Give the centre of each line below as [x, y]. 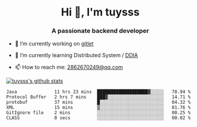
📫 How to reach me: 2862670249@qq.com [69, 67]
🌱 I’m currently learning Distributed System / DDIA [76, 55]
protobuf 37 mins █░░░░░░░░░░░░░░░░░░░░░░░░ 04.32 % [98, 103]
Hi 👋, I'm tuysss [100, 12]
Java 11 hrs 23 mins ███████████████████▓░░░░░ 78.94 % [98, 92]
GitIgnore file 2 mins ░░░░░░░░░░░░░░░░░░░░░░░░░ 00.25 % [98, 113]
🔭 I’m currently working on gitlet [54, 44]
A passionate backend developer [100, 31]
